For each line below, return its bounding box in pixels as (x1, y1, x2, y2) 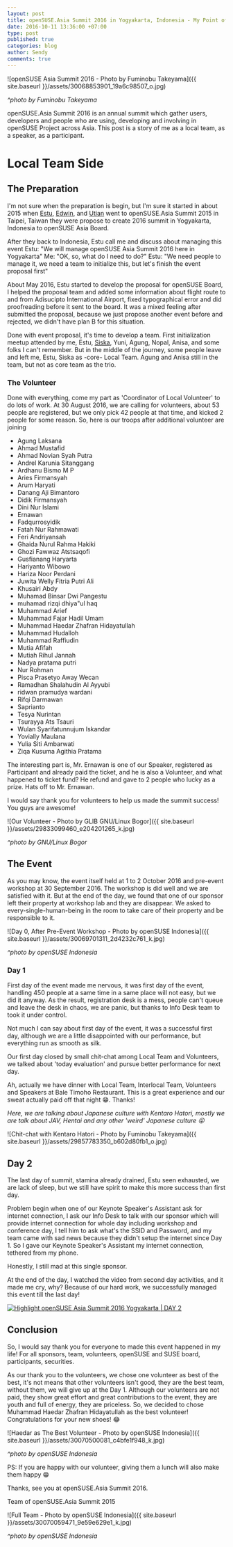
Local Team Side (7, 155, 104, 171)
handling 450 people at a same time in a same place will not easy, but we (7, 989, 216, 997)
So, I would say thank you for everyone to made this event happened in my (7, 1342, 221, 1351)
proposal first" (7, 267, 49, 275)
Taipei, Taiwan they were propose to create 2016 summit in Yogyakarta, (7, 216, 212, 225)
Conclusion (7, 1324, 58, 1336)
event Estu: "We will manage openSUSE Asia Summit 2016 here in (7, 244, 196, 253)
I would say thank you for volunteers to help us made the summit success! (7, 796, 220, 804)
